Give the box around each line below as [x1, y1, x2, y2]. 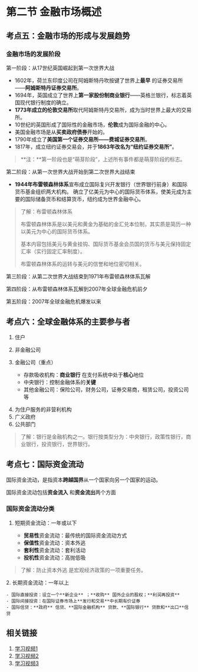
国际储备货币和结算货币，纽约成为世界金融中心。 [25, 195, 144, 202]
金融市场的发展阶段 [6, 50, 61, 58]
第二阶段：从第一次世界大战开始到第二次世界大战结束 [6, 168, 136, 175]
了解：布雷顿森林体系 [20, 207, 72, 215]
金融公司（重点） [14, 358, 57, 365]
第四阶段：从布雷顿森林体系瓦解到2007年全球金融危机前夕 [6, 285, 148, 292]
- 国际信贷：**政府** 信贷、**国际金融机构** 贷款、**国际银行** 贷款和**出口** [6, 604, 184, 610]
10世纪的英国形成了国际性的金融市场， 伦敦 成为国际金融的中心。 [14, 121, 170, 128]
